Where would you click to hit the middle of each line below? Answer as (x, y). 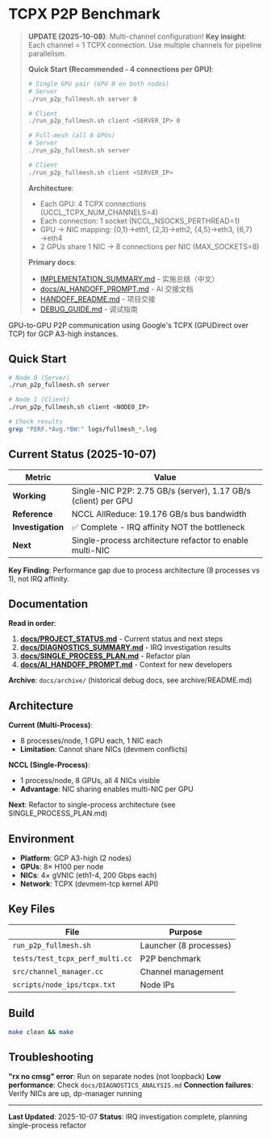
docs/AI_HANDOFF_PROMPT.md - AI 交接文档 (117, 289)
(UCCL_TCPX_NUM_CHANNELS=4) (99, 212)
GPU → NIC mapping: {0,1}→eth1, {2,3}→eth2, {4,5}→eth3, (138, 229)
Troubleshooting (51, 1057)
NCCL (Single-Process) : (49, 765)
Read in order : (32, 623)
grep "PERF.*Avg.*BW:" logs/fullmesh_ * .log (83, 429)
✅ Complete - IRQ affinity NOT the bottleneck (158, 527)
